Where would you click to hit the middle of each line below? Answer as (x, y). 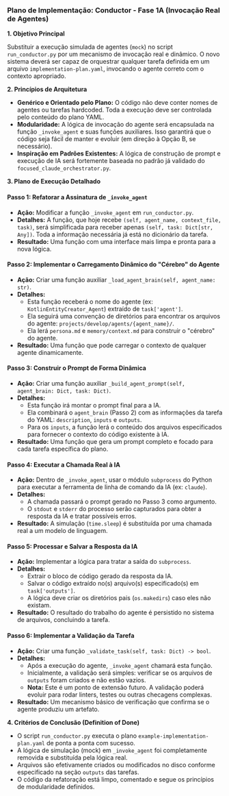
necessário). (35, 147)
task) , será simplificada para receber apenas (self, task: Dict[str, (115, 227)
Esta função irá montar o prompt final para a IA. (94, 405)
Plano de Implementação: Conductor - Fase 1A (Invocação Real (113, 10)
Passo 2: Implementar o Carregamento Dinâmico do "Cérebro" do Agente (113, 264)
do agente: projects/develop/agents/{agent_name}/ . (100, 323)
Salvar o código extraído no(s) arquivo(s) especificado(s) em (113, 584)
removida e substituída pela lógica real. (72, 757)
